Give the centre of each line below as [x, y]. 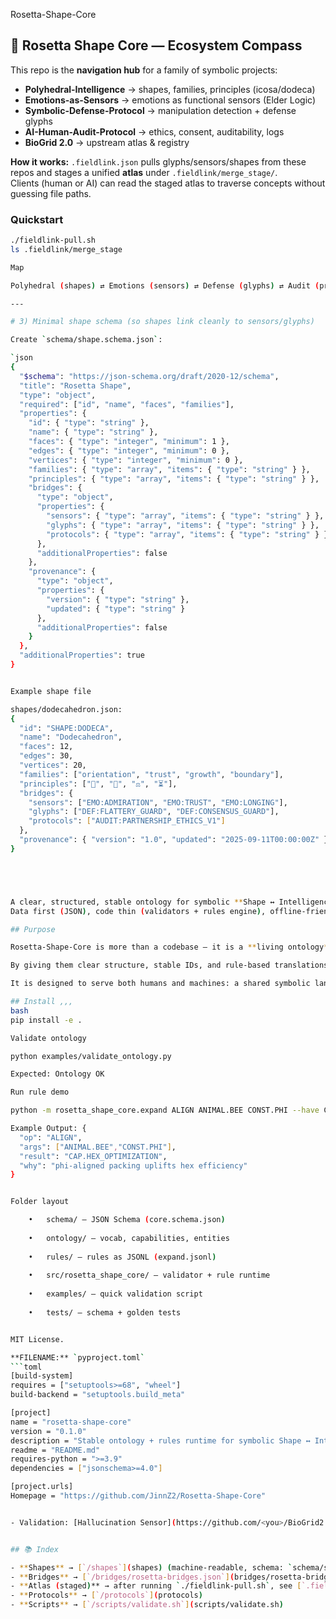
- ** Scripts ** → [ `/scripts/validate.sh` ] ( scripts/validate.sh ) [147, 1605]
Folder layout [40, 1202]
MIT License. [37, 1339]
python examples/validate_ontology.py [91, 1056]
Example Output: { [48, 1129]
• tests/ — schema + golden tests [105, 1312]
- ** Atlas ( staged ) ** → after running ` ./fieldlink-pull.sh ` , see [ [156, 1586]
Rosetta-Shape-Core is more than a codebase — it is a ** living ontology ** [171, 947]
